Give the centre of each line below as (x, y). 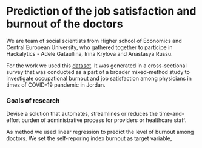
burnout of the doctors (65, 24)
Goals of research (33, 100)
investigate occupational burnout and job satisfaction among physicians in (99, 78)
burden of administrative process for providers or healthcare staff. (104, 120)
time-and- (171, 114)
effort (13, 120)
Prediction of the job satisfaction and (101, 11)
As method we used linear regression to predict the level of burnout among (100, 132)
